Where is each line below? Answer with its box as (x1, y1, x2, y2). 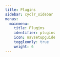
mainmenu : (9, 21, 29, 26)
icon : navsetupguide (14, 35, 56, 40)
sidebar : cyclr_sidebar (5, 12, 54, 17)
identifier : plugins (14, 30, 56, 35)
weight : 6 (14, 44, 34, 49)
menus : (5, 16, 19, 21)
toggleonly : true (14, 40, 49, 45)
